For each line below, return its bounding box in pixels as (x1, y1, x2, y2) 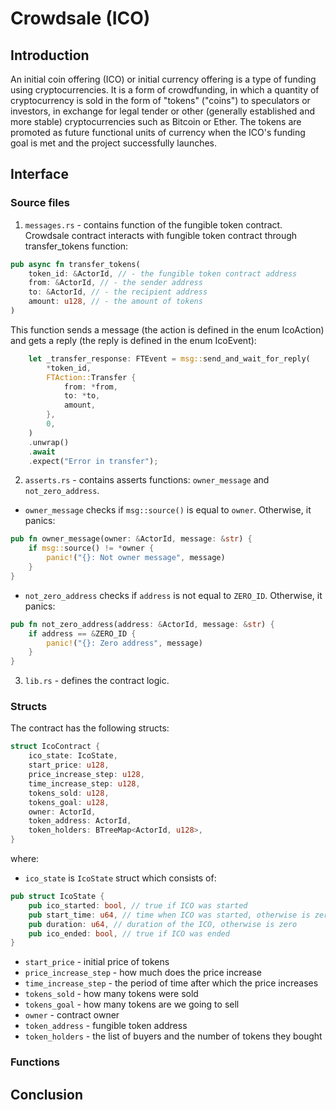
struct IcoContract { (10, 742, 101, 752)
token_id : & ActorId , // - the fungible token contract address (28, 268, 298, 279)
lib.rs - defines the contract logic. (24, 675, 170, 687)
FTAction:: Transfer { (46, 372, 137, 382)
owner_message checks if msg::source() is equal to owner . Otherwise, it (24, 504, 312, 516)
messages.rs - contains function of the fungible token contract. (24, 218, 283, 231)
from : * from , (63, 382, 118, 392)
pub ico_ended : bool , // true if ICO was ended (28, 928, 230, 939)
